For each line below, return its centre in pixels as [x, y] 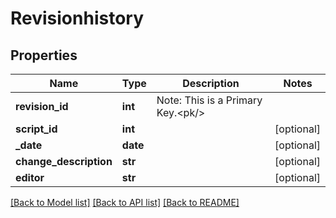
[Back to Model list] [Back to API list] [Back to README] [125, 202]
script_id [36, 129]
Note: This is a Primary [209, 100]
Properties [44, 55]
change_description [64, 161]
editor [30, 177]
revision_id [42, 106]
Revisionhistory [77, 18]
